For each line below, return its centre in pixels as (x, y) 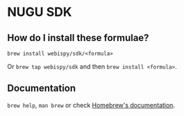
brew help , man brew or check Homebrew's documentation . (91, 105)
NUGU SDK (40, 12)
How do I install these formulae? (78, 38)
